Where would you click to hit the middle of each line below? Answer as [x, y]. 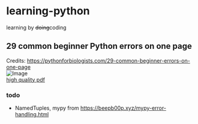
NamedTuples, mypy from [47, 108]
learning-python [48, 11]
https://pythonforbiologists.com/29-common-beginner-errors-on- [108, 60]
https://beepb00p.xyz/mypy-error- [123, 108]
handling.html [32, 114]
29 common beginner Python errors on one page [99, 46]
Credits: [16, 60]
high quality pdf [25, 79]
